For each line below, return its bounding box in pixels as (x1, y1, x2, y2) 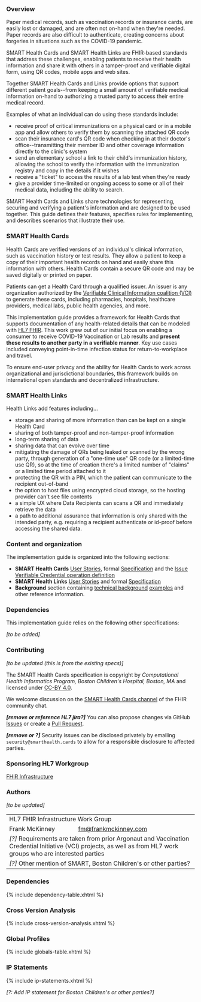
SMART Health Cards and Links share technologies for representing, (6, 198, 175, 205)
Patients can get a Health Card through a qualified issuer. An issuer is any (6, 283, 187, 290)
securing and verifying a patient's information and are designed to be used (6, 204, 191, 211)
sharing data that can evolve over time (14, 442, 109, 449)
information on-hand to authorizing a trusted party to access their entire (6, 92, 184, 100)
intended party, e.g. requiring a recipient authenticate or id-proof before (14, 518, 193, 525)
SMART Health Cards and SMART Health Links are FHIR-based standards (6, 49, 187, 56)
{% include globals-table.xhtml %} (6, 948, 92, 956)
